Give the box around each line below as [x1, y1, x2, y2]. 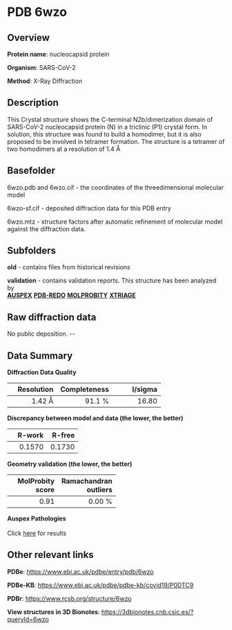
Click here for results [7, 529, 67, 537]
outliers [86, 485, 113, 495]
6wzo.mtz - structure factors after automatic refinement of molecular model [7, 217, 223, 226]
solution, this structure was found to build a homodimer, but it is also [7, 129, 202, 138]
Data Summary [7, 350, 73, 361]
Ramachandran [61, 476, 113, 486]
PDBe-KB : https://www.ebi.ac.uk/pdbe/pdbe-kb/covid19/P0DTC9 [7, 581, 194, 589]
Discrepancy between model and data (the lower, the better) [7, 414, 184, 422]
